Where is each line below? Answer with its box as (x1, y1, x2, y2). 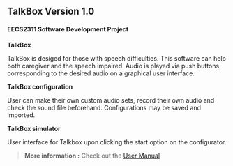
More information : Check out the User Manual (24, 151, 160, 160)
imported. (7, 111, 36, 119)
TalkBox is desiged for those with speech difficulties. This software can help (7, 54, 227, 62)
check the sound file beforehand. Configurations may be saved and (7, 103, 201, 112)
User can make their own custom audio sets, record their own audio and (7, 96, 215, 104)
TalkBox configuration (7, 82, 73, 91)
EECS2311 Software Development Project (7, 24, 129, 33)
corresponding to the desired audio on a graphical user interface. (7, 69, 195, 77)
